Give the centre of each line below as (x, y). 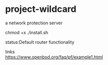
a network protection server (34, 23)
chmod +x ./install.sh (27, 32)
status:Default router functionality (40, 42)
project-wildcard (41, 9)
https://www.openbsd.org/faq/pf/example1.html (54, 57)
